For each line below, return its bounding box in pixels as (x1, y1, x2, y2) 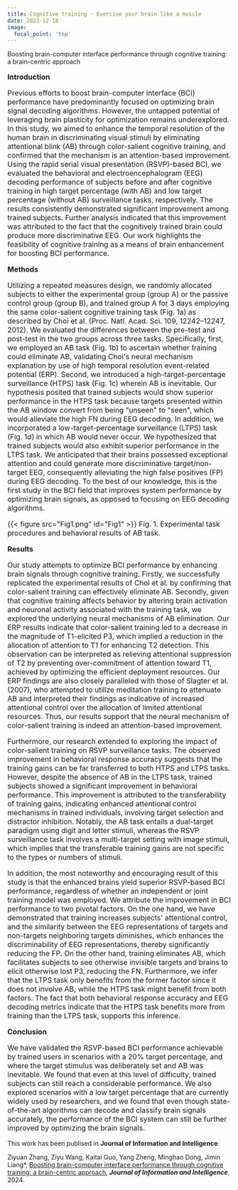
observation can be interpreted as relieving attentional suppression (7, 649, 232, 659)
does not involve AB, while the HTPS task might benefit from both (7, 984, 227, 994)
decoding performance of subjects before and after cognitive (7, 177, 212, 187)
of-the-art (7, 1105, 41, 1115)
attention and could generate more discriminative (7, 459, 172, 469)
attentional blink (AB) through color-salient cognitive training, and (7, 142, 226, 152)
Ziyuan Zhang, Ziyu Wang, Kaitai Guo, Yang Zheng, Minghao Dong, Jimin (7, 1153, 221, 1161)
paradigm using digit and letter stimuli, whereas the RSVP (7, 826, 200, 836)
